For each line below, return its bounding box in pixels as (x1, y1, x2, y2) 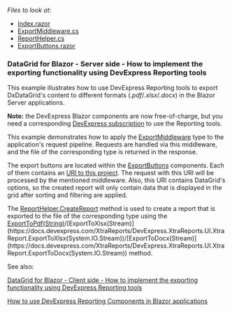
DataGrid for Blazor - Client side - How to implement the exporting (7, 276, 198, 285)
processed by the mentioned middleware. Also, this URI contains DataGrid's (7, 176, 226, 184)
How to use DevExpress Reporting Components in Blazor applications (7, 297, 208, 306)
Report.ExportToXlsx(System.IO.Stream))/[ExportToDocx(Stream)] (7, 234, 197, 243)
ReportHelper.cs (17, 34, 65, 43)
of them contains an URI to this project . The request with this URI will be (7, 169, 215, 177)
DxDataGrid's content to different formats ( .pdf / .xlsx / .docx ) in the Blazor (7, 91, 215, 100)
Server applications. (7, 98, 65, 107)
